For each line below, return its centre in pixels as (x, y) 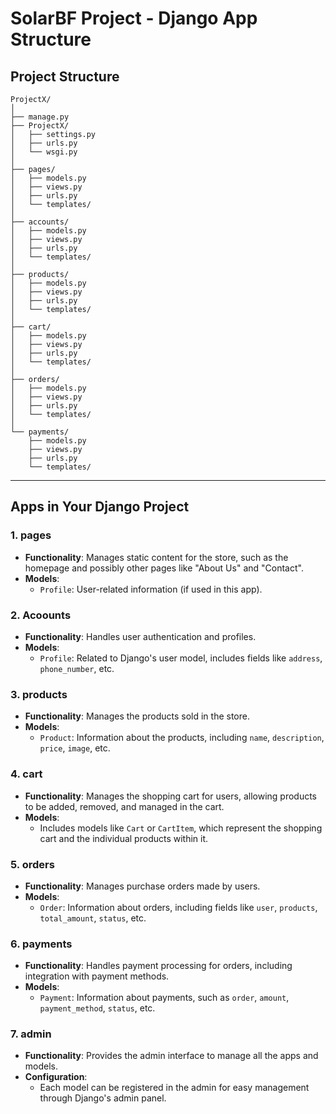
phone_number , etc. (77, 668)
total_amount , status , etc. (93, 918)
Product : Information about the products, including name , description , (182, 738)
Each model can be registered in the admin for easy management (174, 1088)
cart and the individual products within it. (124, 838)
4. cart (26, 774)
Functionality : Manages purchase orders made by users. (142, 886)
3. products (39, 694)
